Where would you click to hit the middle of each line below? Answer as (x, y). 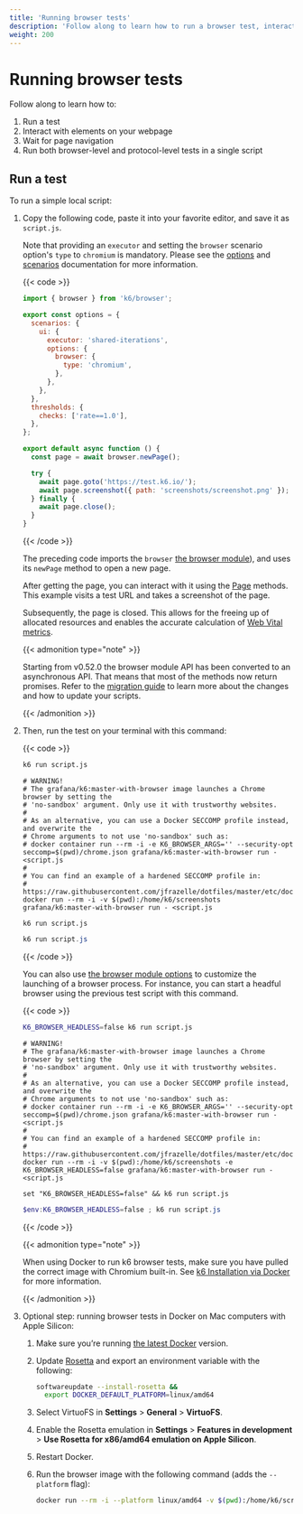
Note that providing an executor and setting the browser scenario (142, 246)
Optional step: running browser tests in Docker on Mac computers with (154, 1316)
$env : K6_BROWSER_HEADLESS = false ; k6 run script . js (121, 1210)
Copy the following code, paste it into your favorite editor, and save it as (156, 219)
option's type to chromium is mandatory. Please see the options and (146, 255)
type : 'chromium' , (97, 365)
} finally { (53, 499)
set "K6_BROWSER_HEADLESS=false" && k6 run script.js (125, 1193)
